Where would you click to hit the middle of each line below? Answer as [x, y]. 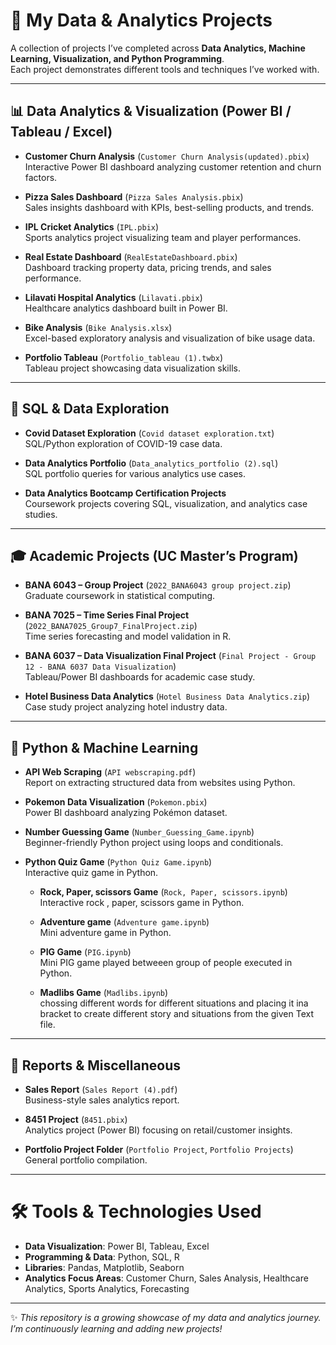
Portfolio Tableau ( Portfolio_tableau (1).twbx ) [124, 357]
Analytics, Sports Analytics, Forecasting [107, 1288]
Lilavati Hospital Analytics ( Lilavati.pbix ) [113, 297]
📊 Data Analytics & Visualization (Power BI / [151, 111]
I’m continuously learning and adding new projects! [116, 1328]
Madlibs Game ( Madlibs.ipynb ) [104, 993]
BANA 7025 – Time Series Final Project [107, 615]
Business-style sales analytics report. [102, 1100]
